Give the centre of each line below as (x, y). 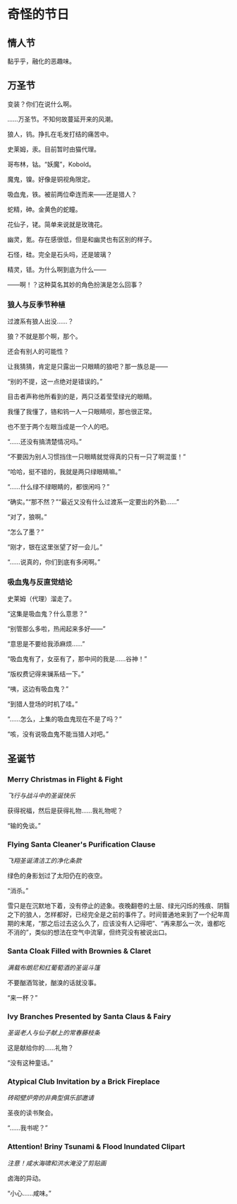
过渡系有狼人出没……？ (41, 321)
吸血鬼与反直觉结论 (40, 583)
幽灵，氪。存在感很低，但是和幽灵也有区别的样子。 (81, 239)
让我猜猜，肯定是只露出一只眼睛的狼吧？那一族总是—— (87, 367)
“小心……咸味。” (29, 1193)
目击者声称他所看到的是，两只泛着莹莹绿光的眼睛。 (81, 396)
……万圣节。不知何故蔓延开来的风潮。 (62, 119)
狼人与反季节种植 (36, 304)
